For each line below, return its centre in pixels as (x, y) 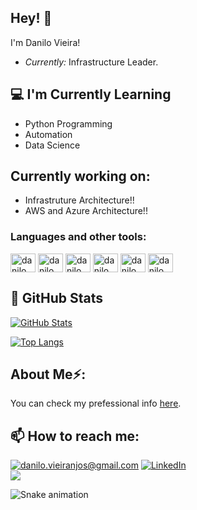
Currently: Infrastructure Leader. (91, 62)
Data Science (52, 145)
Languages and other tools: (78, 237)
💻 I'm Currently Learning (91, 94)
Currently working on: (80, 176)
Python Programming (68, 123)
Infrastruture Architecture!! (79, 200)
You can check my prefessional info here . (96, 403)
